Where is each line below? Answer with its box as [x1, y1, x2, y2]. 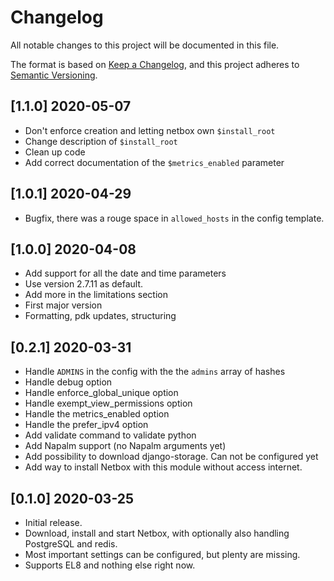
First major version [24, 299, 103, 311]
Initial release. [24, 517, 83, 528]
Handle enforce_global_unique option [24, 387, 179, 399]
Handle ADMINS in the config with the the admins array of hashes [24, 366, 286, 378]
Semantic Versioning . [10, 69, 98, 81]
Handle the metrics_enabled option [24, 408, 170, 420]
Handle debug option [24, 376, 113, 388]
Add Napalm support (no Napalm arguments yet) [24, 440, 227, 452]
